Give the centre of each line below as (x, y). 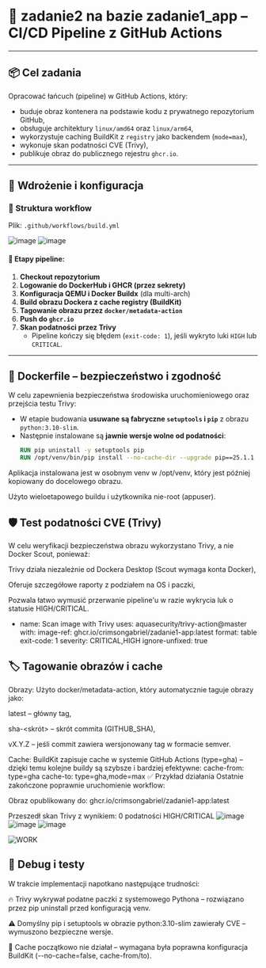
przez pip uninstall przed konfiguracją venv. (80, 908)
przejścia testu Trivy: (42, 404)
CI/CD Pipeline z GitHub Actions (116, 33)
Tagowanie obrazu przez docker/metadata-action (101, 310)
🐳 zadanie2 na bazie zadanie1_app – (128, 16)
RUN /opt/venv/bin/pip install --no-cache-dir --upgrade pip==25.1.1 (137, 458)
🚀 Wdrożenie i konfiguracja (76, 186)
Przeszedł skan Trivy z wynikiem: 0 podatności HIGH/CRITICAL (112, 816)
